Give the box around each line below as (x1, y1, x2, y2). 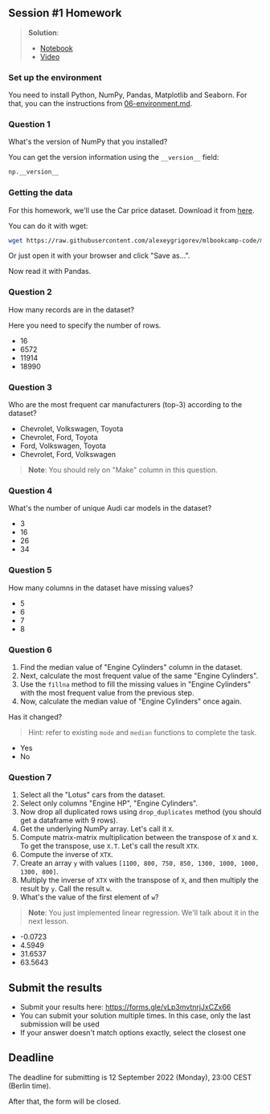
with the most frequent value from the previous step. (19, 688, 194, 697)
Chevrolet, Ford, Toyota (19, 433, 98, 443)
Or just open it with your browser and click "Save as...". (8, 251, 190, 260)
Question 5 (8, 565, 52, 576)
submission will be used (19, 1019, 100, 1029)
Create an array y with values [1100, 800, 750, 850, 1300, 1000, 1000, (19, 859, 260, 868)
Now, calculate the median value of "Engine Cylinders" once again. (19, 696, 243, 706)
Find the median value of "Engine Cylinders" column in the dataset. (19, 662, 243, 671)
